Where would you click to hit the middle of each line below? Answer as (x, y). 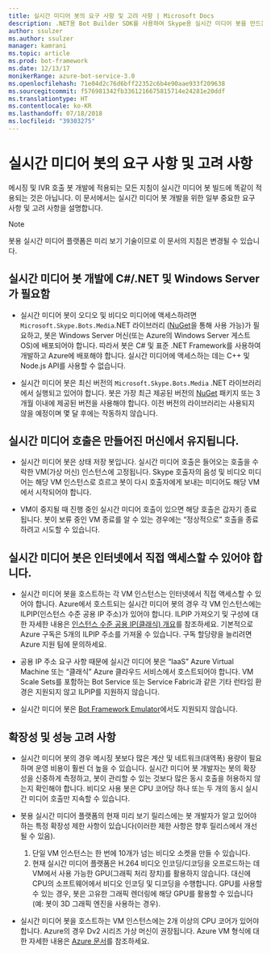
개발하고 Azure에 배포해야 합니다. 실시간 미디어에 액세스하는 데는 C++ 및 (135, 355)
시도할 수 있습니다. (71, 530)
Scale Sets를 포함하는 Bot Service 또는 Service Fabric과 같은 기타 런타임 (137, 682)
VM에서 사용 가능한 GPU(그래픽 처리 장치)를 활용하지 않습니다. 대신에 (142, 874)
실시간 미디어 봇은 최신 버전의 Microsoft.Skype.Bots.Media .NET (123, 383)
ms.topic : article (39, 53)
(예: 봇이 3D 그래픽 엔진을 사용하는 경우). (96, 904)
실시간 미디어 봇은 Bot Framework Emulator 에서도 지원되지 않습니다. (129, 709)
